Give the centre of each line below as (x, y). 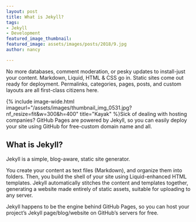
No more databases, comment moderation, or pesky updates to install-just (96, 71)
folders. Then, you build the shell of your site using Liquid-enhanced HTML (97, 176)
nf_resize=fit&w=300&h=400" (42, 114)
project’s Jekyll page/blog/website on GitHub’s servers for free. (82, 213)
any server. (20, 195)
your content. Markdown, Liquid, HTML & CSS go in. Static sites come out (95, 77)
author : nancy (23, 50)
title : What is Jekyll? (35, 17)
